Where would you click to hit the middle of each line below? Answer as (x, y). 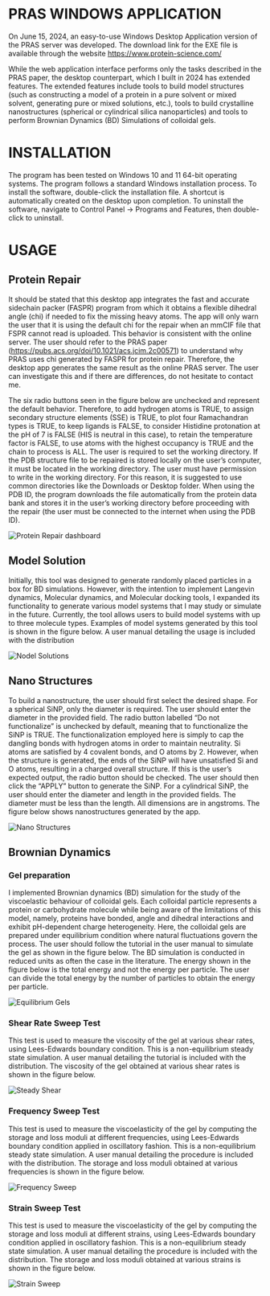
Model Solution (47, 561)
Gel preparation (39, 875)
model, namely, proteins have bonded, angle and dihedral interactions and (131, 919)
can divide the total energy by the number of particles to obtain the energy (132, 978)
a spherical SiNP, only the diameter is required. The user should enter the (130, 709)
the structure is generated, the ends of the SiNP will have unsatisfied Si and (133, 760)
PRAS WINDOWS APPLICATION (115, 14)
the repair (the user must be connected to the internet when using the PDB (132, 511)
